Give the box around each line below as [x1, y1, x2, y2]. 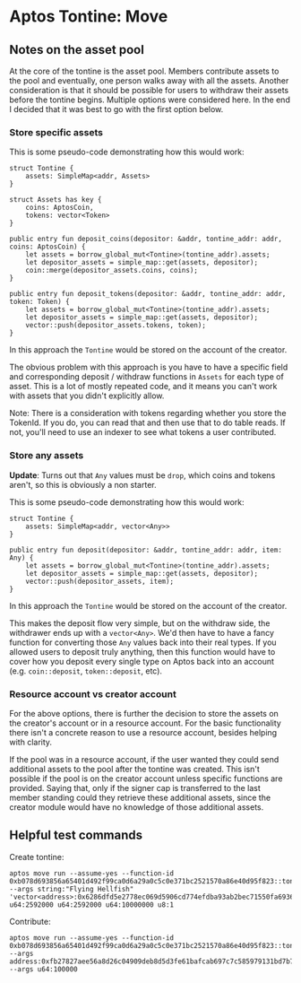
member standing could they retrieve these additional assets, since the [9, 792, 271, 803]
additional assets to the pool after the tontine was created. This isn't [9, 763, 260, 774]
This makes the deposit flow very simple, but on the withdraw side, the [9, 617, 271, 629]
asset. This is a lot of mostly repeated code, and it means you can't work [9, 381, 278, 392]
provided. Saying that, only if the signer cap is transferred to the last [9, 782, 262, 793]
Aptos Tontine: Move [9, 6, 168, 27]
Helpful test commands [9, 828, 143, 843]
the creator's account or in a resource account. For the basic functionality [9, 718, 282, 728]
